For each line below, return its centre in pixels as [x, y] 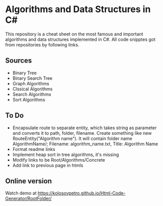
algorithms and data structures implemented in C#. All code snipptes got [80, 39]
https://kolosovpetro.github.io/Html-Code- [81, 193]
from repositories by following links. [42, 44]
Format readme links [34, 149]
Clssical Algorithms [32, 89]
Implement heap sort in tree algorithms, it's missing [66, 154]
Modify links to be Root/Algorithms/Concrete [59, 160]
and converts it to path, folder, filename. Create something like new [82, 133]
